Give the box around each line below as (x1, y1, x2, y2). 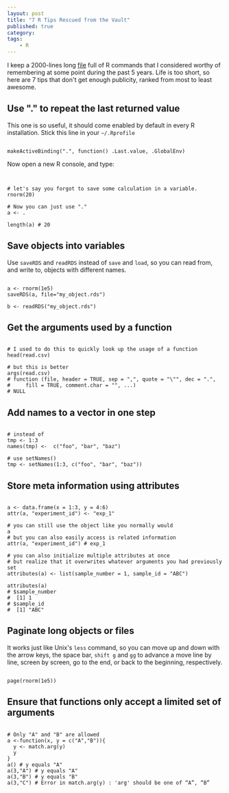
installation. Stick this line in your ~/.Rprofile (7, 128, 135, 136)
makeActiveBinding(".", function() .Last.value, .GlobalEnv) (7, 147, 186, 155)
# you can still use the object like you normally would (7, 522, 173, 529)
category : (7, 29, 36, 36)
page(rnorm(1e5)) (7, 677, 57, 684)
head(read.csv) (7, 352, 51, 359)
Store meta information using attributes (7, 480, 180, 491)
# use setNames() (7, 455, 57, 462)
